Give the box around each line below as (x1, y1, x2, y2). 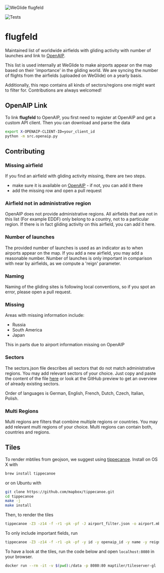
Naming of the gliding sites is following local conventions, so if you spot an (5, 284, 155, 290)
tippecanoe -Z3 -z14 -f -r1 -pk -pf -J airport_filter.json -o (5, 522, 137, 526)
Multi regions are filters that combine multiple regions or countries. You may (5, 419, 158, 425)
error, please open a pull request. (5, 289, 72, 295)
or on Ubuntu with (5, 480, 41, 486)
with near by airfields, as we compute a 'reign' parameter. (5, 260, 121, 266)
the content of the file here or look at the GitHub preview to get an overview (5, 375, 157, 382)
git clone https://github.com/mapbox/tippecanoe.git (5, 489, 115, 494)
